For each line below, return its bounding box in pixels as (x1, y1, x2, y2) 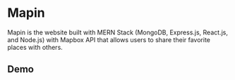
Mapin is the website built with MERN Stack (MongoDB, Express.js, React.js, (7, 28, 228, 36)
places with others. (7, 43, 64, 51)
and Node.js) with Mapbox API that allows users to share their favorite (7, 35, 210, 44)
